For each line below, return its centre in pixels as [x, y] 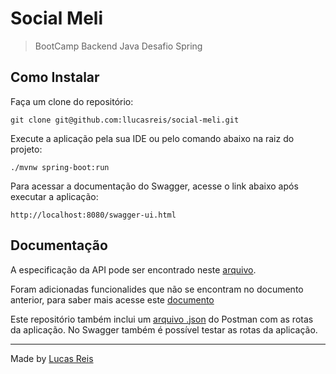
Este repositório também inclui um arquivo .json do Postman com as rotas [162, 319]
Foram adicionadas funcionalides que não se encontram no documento [157, 289]
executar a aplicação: [54, 196]
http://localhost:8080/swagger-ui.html [93, 215]
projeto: [26, 149]
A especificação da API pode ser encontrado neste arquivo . [133, 269]
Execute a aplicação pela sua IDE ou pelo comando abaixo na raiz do [152, 138]
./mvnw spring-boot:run [60, 167]
